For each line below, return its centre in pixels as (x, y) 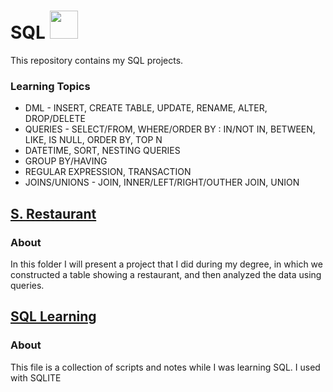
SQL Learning (53, 316)
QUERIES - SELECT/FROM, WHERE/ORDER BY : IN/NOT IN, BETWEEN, (170, 129)
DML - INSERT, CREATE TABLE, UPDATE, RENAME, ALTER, (146, 108)
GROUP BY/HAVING (66, 161)
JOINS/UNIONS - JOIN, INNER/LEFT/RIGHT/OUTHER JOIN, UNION (162, 182)
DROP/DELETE (55, 119)
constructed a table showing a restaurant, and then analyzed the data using (166, 274)
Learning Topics (50, 86)
